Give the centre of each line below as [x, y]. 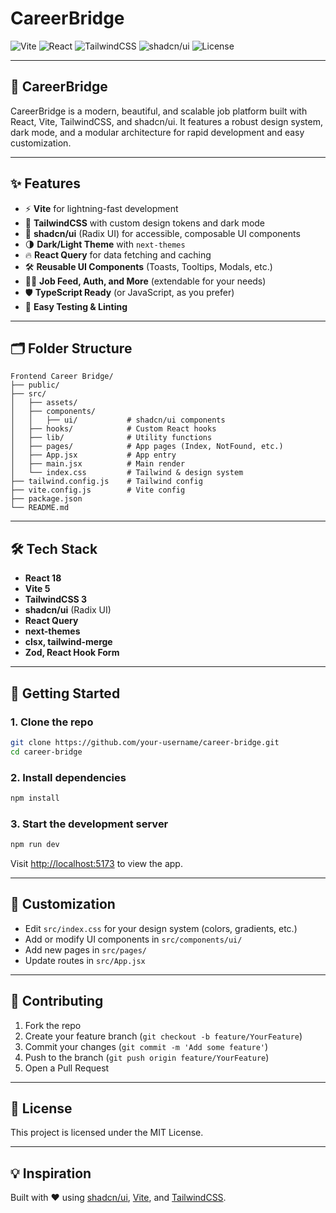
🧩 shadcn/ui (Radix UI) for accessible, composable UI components [162, 233]
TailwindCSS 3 [56, 599]
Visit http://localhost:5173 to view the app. [96, 863]
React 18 [43, 578]
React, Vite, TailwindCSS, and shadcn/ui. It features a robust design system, [166, 121]
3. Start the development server [89, 824]
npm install [35, 798]
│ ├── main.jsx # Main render [98, 464]
